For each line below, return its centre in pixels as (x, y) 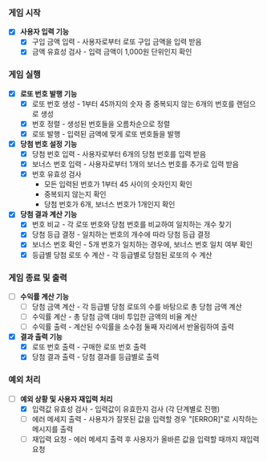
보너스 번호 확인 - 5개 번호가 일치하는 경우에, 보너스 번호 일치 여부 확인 (142, 245)
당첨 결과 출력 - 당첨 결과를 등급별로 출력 (95, 357)
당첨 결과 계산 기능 (49, 214)
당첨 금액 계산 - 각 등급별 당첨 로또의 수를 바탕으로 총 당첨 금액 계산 (137, 306)
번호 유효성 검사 (57, 174)
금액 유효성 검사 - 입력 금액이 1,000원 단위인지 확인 (112, 52)
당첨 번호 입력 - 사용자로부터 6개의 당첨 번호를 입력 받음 (119, 154)
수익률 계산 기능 (44, 296)
